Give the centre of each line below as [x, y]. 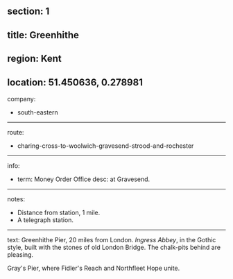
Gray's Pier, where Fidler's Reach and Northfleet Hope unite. [94, 268]
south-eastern [38, 112]
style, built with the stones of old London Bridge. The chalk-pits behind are [114, 247]
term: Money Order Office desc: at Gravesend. [84, 179]
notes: [16, 199]
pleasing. [20, 254]
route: [16, 132]
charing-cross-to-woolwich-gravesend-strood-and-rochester [105, 146]
